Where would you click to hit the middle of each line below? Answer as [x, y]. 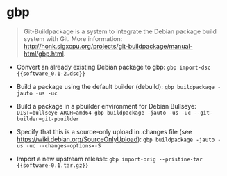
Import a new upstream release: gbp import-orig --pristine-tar [109, 159]
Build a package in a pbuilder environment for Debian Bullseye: [107, 106]
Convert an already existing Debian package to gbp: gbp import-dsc [113, 67]
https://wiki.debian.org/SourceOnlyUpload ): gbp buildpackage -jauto [116, 139]
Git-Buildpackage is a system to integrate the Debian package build [120, 31]
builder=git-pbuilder [48, 119]
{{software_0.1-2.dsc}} [51, 74]
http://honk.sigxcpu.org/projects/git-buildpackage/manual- [108, 46]
